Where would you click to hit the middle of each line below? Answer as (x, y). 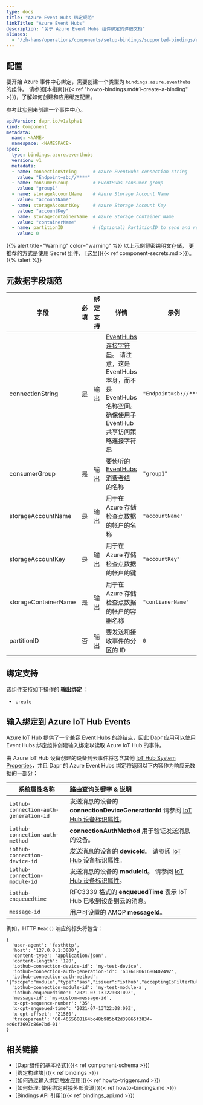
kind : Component (27, 127)
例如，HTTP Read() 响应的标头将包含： (55, 928)
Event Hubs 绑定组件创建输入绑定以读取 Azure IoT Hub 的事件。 (85, 745)
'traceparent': (31, 1019)
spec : (13, 149)
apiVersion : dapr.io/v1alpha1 (44, 121)
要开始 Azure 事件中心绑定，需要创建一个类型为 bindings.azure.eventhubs (99, 82)
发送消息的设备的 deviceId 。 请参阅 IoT (125, 851)
